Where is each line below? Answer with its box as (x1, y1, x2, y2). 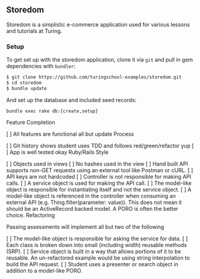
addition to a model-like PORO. (6, 267, 83, 274)
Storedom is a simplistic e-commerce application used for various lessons (6, 21, 190, 28)
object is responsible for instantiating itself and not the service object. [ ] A (6, 185, 192, 193)
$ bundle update (6, 85, 47, 91)
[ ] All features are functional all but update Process (6, 130, 134, 138)
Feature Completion (6, 118, 55, 126)
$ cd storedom (6, 80, 42, 86)
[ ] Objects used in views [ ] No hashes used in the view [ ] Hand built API (6, 160, 189, 167)
